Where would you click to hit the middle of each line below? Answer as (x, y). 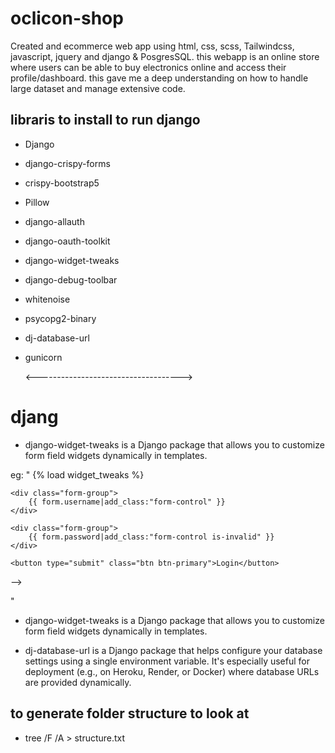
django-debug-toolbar (71, 279)
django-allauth (54, 221)
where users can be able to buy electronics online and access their (148, 67)
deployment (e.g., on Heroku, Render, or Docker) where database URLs (172, 671)
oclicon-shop (67, 18)
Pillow (37, 202)
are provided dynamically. (78, 682)
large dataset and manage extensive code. (98, 88)
